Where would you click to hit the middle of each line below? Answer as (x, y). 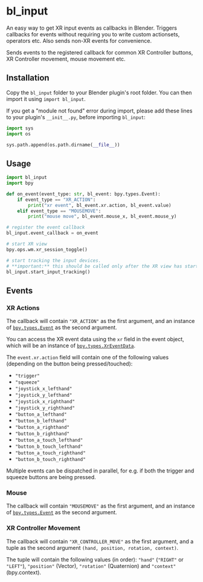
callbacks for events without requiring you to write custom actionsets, (93, 34)
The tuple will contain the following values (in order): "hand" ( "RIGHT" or (95, 559)
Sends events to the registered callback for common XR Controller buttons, (100, 52)
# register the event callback (46, 227)
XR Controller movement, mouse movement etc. (66, 59)
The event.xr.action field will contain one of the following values (88, 358)
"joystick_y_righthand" (45, 408)
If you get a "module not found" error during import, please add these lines (99, 111)
